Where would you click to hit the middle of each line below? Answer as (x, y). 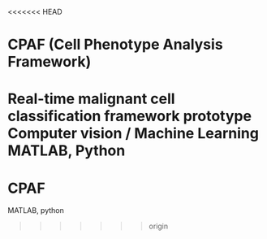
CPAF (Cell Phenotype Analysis (116, 45)
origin (159, 226)
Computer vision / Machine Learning (133, 134)
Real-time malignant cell (91, 99)
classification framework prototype (130, 116)
